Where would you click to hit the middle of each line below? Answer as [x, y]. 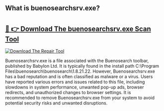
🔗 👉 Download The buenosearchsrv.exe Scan [78, 29]
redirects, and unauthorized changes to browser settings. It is [68, 92]
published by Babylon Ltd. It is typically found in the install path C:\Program [82, 66]
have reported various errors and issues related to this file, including [75, 82]
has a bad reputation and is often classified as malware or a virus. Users [79, 76]
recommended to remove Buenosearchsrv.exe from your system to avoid [80, 98]
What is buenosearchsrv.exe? [53, 8]
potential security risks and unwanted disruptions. [56, 103]
